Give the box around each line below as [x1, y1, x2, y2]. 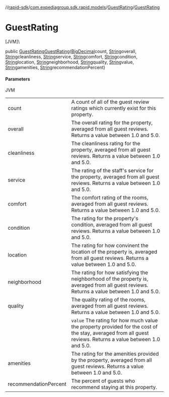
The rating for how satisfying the [71, 269, 148, 276]
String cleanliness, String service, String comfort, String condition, [5, 53, 138, 59]
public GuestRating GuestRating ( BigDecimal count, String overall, [5, 48, 137, 54]
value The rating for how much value [71, 317, 158, 324]
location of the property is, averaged [71, 248, 157, 255]
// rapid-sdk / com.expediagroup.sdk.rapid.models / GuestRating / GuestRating [5, 5, 160, 10]
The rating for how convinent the [71, 242, 149, 249]
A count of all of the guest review [71, 98, 149, 105]
